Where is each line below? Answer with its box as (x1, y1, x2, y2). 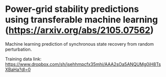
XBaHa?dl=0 (5, 66, 31, 73)
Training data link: (5, 56, 42, 62)
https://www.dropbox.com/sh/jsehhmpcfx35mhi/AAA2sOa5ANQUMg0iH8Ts (5, 61, 161, 67)
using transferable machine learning (5, 14, 158, 25)
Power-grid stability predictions (5, 3, 139, 15)
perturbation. (5, 46, 32, 52)
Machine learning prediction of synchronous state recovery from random (5, 41, 154, 47)
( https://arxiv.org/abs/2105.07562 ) (5, 25, 154, 36)
